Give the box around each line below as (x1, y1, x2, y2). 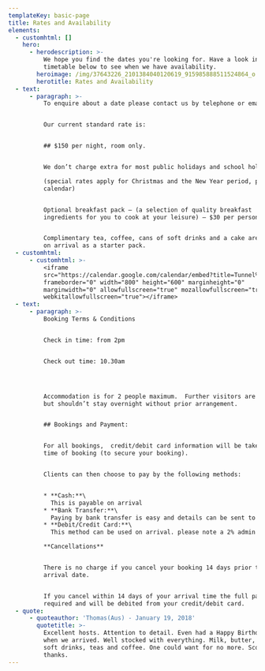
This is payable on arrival (50, 499, 144, 507)
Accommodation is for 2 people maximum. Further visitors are (43, 392, 256, 400)
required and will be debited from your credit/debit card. (43, 599, 245, 608)
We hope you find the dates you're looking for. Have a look (43, 56, 248, 64)
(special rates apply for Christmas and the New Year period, (43, 177, 252, 186)
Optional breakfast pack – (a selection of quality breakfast (43, 206, 252, 214)
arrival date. (43, 571, 90, 579)
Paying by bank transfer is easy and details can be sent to (50, 514, 256, 522)
